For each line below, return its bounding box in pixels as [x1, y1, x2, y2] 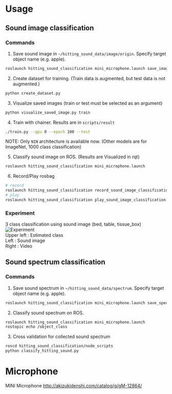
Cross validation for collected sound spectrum [12, 333, 111, 340]
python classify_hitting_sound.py [5, 348, 79, 353]
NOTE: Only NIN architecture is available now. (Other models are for [5, 138, 147, 144]
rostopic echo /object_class [5, 324, 68, 329]
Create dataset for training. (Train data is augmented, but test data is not [12, 75, 165, 81]
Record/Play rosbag [12, 173, 55, 179]
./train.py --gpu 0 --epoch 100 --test [5, 129, 91, 134]
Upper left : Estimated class [5, 232, 63, 238]
